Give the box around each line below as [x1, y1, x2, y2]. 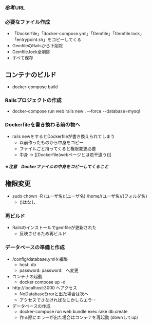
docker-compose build [12, 84, 58, 90]
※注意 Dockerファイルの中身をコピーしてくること [5, 164, 109, 170]
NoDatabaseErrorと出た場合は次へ [19, 291, 89, 297]
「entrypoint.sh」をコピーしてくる [12, 37, 81, 42]
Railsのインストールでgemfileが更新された [12, 225, 96, 230]
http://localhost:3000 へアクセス [12, 285, 77, 290]
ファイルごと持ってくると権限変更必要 [19, 145, 96, 152]
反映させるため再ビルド [19, 230, 67, 237]
